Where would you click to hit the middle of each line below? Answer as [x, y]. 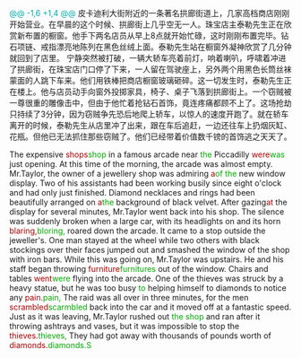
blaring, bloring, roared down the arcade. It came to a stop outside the [138, 231]
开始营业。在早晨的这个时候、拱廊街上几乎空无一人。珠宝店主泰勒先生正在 [146, 24]
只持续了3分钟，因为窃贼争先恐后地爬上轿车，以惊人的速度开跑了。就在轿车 [149, 114]
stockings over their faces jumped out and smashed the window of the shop [150, 250]
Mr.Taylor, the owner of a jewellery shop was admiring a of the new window [147, 174]
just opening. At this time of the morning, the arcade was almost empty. [141, 164]
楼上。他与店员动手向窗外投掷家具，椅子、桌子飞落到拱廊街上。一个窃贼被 [154, 92]
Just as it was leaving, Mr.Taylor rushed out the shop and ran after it [135, 316]
